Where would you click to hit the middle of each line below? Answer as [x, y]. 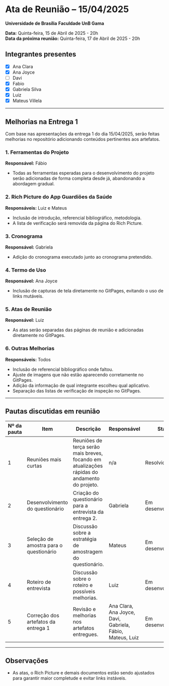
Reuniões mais [44, 459]
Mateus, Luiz [124, 638]
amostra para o [45, 545]
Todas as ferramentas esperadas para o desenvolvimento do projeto [83, 173]
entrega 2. [85, 518]
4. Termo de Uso [26, 270]
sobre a [82, 532]
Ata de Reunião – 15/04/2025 [67, 9]
